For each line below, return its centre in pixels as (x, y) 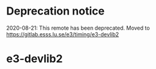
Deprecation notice (55, 11)
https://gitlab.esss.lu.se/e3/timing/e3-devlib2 (63, 34)
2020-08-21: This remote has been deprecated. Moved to (78, 28)
